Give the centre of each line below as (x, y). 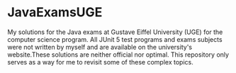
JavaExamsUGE (55, 12)
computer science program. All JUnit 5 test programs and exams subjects (115, 39)
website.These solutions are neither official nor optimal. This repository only (118, 55)
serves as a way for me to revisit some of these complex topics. (100, 62)
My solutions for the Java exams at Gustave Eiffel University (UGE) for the (115, 32)
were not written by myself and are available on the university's (100, 47)
